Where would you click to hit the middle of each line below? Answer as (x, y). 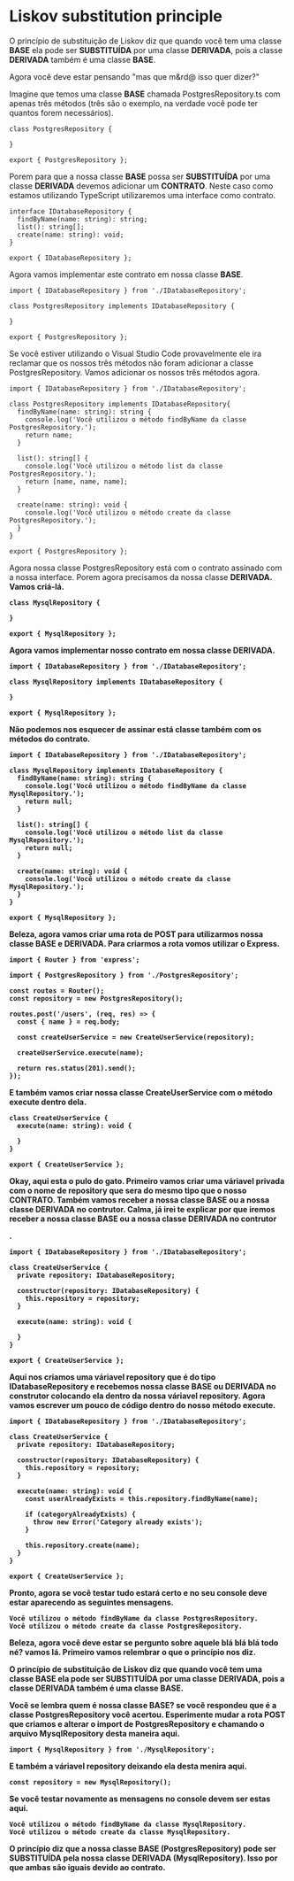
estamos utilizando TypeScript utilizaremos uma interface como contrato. (143, 195)
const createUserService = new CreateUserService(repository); (136, 1037)
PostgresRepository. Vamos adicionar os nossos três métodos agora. (135, 372)
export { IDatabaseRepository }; (71, 258)
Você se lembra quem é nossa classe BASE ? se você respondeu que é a (143, 1705)
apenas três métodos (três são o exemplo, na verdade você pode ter (134, 103)
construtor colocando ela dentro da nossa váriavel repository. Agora (137, 1396)
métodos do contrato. (50, 739)
